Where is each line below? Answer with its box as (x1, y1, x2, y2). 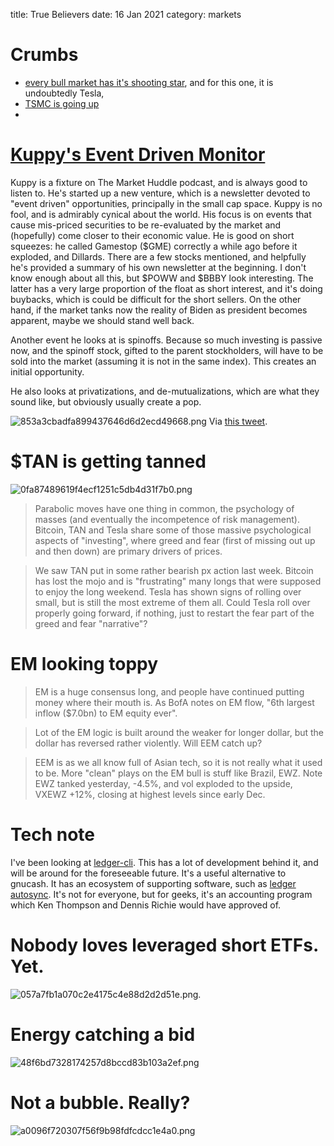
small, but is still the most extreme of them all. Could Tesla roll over (34, 596, 311, 608)
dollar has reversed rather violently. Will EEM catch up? (34, 737, 263, 749)
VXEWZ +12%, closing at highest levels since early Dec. (34, 788, 266, 800)
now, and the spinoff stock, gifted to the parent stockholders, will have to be (10, 344, 324, 356)
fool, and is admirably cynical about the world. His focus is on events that (10, 208, 312, 220)
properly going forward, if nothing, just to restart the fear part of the (34, 607, 315, 619)
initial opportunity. (10, 365, 85, 378)
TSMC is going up (24, 97, 100, 109)
